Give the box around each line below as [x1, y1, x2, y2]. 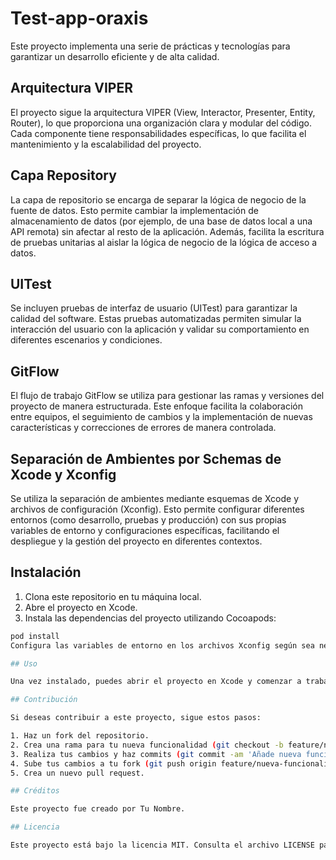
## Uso [10, 658, 38, 669]
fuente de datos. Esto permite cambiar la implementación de [10, 204, 259, 216]
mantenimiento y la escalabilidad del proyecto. [10, 138, 202, 150]
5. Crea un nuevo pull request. [10, 768, 145, 778]
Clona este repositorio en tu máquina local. [24, 590, 202, 602]
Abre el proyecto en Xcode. [24, 601, 138, 613]
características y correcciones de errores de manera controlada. [10, 422, 277, 434]
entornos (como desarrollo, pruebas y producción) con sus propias [10, 514, 287, 526]
